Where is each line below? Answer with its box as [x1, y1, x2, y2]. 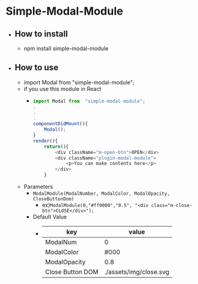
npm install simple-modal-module [23, 45, 109, 52]
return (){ [44, 144, 69, 150]
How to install [14, 29, 68, 39]
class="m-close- [151, 203, 193, 209]
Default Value [32, 213, 67, 220]
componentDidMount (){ [32, 121, 88, 127]
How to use [14, 62, 59, 73]
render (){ [32, 137, 58, 144]
